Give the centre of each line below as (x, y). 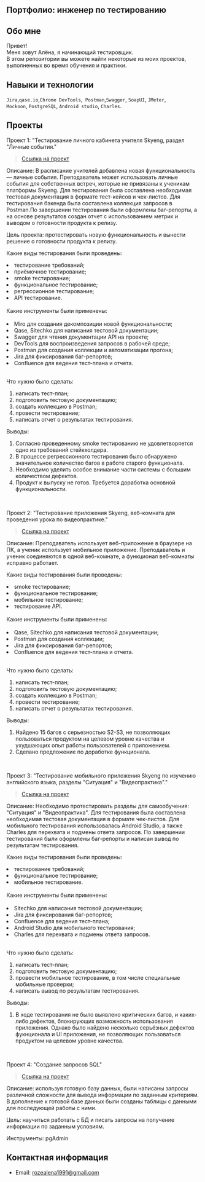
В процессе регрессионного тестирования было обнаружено (96, 456)
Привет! (17, 46)
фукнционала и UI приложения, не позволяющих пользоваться (98, 1034)
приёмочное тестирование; (51, 271)
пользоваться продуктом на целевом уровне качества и (90, 739)
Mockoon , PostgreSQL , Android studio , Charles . (64, 106)
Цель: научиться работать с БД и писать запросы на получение (91, 1120)
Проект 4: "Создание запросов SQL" (54, 1064)
